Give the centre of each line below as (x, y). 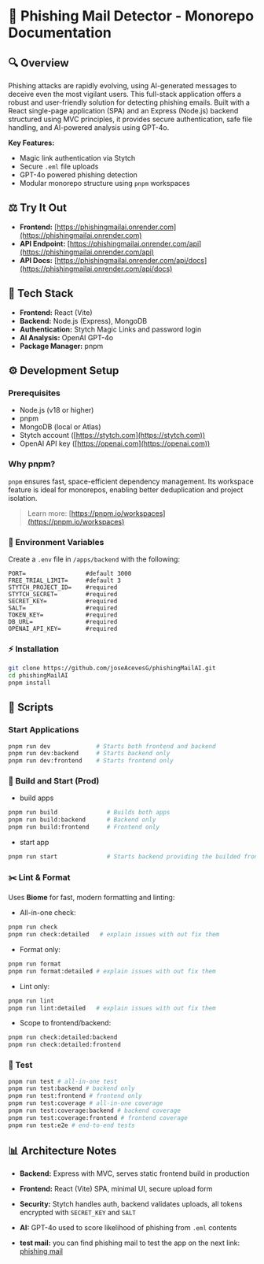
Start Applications (44, 730)
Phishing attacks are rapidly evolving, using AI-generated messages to (123, 85)
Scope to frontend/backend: (65, 1023)
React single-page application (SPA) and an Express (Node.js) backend (123, 111)
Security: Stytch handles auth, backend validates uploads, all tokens (131, 1204)
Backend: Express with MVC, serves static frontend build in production (134, 1173)
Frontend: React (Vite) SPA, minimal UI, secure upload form (116, 1189)
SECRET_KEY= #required (63, 601)
